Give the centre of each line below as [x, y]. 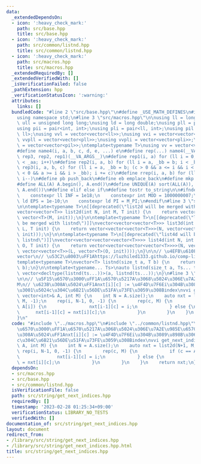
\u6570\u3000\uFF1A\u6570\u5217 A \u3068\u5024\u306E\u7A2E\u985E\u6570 [107, 329]
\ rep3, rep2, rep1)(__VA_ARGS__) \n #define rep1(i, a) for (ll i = [103, 156]
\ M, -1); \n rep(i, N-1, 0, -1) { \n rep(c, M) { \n [95, 301]
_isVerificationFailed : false [49, 84]
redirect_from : [25, 435]
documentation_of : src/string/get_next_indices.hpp [72, 424]
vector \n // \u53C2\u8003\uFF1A [56, 257]
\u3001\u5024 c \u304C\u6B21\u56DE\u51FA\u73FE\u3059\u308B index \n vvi [104, 290]
